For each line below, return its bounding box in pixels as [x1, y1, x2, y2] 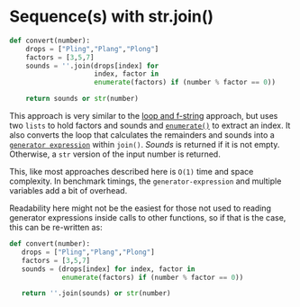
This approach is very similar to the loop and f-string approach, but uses [9, 111, 278, 122]
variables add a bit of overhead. [9, 185, 128, 196]
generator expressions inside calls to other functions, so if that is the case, [9, 212, 286, 223]
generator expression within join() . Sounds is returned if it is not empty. [9, 140, 280, 150]
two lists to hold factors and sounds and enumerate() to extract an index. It [9, 120, 291, 131]
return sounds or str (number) [25, 95, 140, 104]
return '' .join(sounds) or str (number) [21, 289, 171, 298]
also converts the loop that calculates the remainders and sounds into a [9, 130, 275, 140]
